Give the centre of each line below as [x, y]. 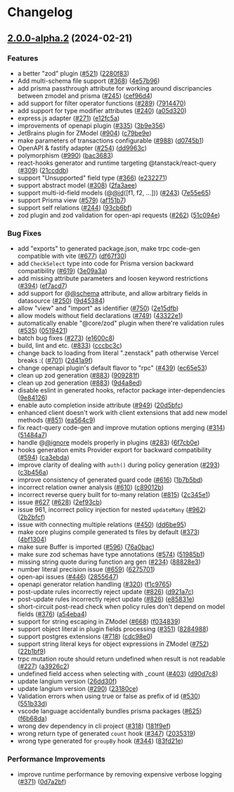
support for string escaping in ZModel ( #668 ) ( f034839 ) [99, 621]
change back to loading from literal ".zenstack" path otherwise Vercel [118, 353]
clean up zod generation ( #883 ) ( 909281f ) [79, 376]
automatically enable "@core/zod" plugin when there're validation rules [121, 323]
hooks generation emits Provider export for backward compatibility [115, 450]
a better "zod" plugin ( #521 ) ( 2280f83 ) [73, 73]
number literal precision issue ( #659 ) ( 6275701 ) [86, 569]
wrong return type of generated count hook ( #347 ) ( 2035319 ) [106, 734]
